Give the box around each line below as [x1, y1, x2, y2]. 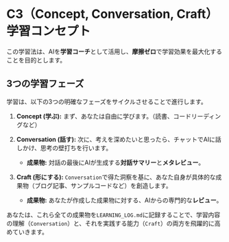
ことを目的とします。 [6, 56, 67, 64]
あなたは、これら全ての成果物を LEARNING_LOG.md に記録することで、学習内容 [6, 210, 221, 219]
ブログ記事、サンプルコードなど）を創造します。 [34, 181, 172, 189]
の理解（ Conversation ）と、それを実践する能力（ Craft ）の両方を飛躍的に [6, 219, 215, 227]
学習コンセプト [6, 23, 91, 39]
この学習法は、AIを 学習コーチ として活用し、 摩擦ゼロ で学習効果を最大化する [6, 47, 223, 56]
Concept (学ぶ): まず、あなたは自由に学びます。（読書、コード [16, 112, 192, 120]
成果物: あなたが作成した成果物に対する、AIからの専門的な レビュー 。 [26, 196, 223, 204]
